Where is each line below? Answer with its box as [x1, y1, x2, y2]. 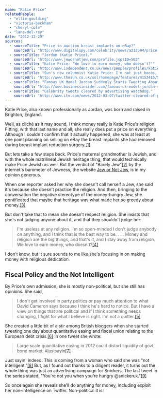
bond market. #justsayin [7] [16, 348, 71, 354]
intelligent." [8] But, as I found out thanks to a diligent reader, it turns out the [5, 362, 156, 368]
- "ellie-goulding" [9, 16, 49, 21]
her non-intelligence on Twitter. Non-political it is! [5, 388, 104, 394]
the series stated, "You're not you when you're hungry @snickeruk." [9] [5, 373, 147, 379]
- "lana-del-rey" [9, 30, 45, 35]
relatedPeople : [5, 12, 36, 17]
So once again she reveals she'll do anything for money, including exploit [5, 382, 151, 388]
